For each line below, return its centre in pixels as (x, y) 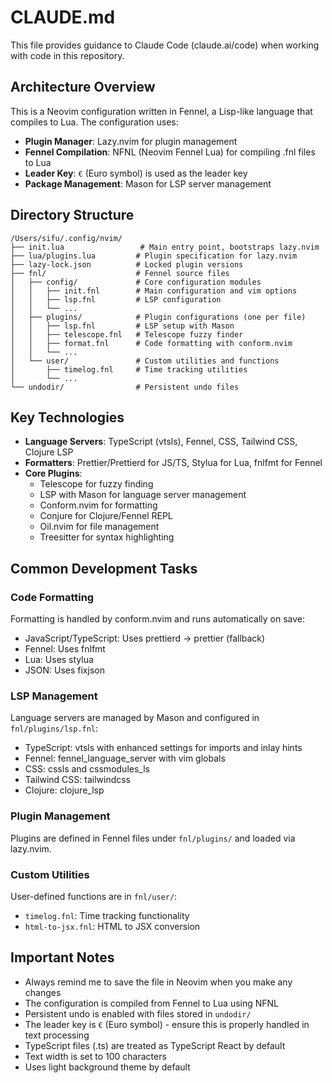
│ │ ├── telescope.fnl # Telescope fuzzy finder (127, 334)
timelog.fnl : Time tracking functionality (107, 915)
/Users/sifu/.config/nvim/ (66, 238)
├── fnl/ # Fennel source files (120, 273)
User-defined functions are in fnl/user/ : (94, 896)
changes (43, 992)
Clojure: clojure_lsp (64, 790)
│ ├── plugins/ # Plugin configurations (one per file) (158, 317)
